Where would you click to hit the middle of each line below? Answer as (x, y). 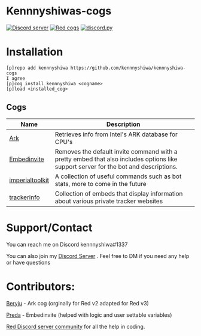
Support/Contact (49, 228)
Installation (35, 52)
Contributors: (41, 286)
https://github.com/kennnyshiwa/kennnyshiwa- (128, 68)
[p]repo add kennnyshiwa (37, 68)
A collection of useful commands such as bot (118, 176)
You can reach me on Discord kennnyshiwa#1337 (67, 244)
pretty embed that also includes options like (116, 159)
